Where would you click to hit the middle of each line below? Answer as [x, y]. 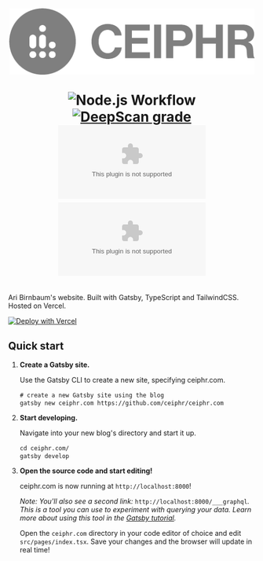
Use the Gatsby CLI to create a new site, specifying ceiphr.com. [122, 380]
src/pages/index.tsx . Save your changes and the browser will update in [136, 541]
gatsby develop [44, 456]
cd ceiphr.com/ [44, 449]
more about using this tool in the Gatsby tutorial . [98, 518]
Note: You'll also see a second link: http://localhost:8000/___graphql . [134, 501]
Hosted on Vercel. [37, 306]
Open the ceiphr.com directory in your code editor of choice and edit [130, 533]
